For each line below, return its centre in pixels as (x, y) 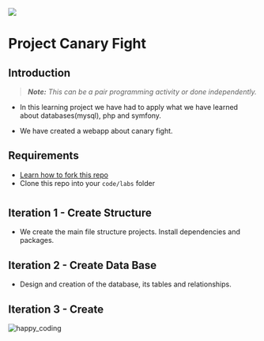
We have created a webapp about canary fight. (96, 131)
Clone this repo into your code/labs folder (87, 183)
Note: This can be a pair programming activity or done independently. (142, 92)
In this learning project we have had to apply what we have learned (129, 107)
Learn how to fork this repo (64, 175)
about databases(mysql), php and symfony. (91, 116)
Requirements (43, 155)
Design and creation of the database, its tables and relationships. (125, 284)
